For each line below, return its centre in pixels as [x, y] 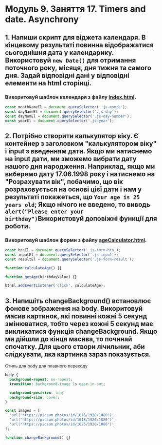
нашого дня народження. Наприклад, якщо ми [80, 166]
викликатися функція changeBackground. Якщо [81, 331]
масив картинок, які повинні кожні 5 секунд [76, 316]
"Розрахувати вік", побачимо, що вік [64, 182]
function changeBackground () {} [38, 438]
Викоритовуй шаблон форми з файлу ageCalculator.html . [76, 240]
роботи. [18, 226]
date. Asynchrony [42, 19]
